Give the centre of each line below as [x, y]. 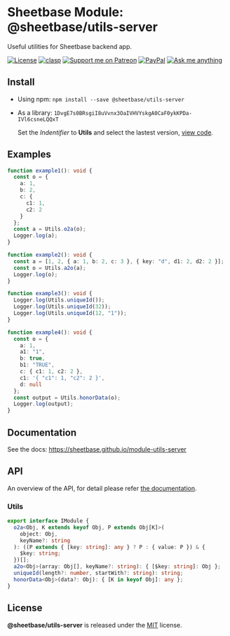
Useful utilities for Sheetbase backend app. [69, 46]
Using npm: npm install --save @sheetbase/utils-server [101, 99]
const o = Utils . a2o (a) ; [50, 268]
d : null [31, 384]
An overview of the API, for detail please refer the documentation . [102, 488]
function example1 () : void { [50, 170]
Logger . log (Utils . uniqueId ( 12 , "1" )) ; [70, 313]
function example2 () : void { [50, 255]
